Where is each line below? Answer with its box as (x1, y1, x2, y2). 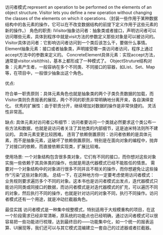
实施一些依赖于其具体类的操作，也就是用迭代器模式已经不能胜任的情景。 (5, 160, 149, 166)
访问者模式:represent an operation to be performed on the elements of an (5, 4, 152, 10)
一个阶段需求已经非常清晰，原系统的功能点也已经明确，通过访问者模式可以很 (5, 213, 158, 218)
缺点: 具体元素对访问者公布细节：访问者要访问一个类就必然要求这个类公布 (5, 119, 152, 125)
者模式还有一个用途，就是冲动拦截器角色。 (5, 196, 90, 202)
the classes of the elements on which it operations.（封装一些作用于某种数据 (5, 16, 158, 21)
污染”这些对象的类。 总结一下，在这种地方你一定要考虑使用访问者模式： (11, 172, 155, 178)
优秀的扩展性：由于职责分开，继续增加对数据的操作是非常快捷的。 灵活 (14, 103, 156, 108)
